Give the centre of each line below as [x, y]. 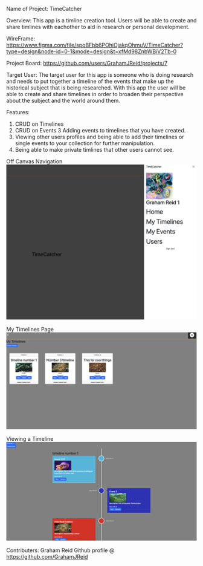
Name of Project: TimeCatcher [44, 9]
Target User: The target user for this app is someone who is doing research [100, 75]
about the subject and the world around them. [63, 100]
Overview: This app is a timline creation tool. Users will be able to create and [101, 20]
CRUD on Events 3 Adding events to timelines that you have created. [100, 130]
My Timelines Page [30, 329]
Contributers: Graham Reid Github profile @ [60, 550]
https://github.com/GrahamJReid [47, 556]
